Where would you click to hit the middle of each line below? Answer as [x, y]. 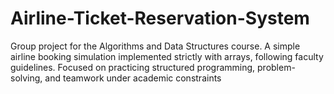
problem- [276, 67]
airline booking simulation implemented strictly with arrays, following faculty [167, 56]
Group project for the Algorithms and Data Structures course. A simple [155, 46]
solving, [26, 78]
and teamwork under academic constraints [133, 78]
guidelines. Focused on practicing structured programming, [133, 67]
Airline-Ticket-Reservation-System [160, 18]
